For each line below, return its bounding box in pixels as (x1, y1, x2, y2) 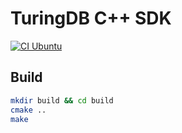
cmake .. (10, 105, 47, 115)
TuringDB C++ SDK (10, 7, 172, 30)
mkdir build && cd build (10, 95, 114, 106)
